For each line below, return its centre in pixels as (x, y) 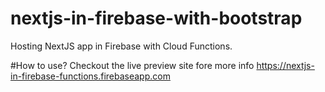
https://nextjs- (285, 65)
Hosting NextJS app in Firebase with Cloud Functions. (121, 46)
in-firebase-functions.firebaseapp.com (90, 76)
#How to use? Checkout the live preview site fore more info (132, 65)
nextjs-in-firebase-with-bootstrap (156, 18)
